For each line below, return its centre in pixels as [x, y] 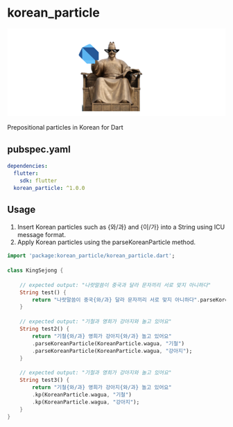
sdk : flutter [38, 181]
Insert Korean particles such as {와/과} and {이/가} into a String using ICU [121, 227]
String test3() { [45, 380]
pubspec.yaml [39, 149]
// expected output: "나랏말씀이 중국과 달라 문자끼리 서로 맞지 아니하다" [115, 285]
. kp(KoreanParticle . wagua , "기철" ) [82, 394]
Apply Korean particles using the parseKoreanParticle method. [106, 242]
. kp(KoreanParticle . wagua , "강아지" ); [86, 402]
